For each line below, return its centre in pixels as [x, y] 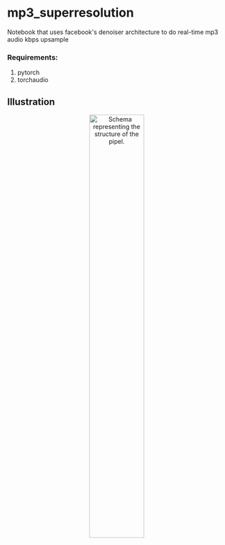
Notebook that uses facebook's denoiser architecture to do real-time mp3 [113, 32]
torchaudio [33, 80]
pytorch [28, 73]
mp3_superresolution [70, 13]
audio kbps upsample [38, 39]
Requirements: [33, 57]
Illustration [31, 102]
